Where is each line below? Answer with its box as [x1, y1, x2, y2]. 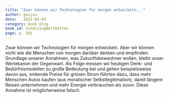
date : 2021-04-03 [5, 17, 46, 22]
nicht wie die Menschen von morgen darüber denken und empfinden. [5, 50, 150, 56]
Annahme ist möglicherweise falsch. [5, 87, 81, 93]
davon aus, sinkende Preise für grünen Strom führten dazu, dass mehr [5, 71, 151, 77]
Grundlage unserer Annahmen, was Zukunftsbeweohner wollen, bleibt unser [5, 55, 164, 61]
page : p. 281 [5, 31, 33, 36]
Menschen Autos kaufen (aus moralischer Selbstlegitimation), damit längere [5, 76, 163, 82]
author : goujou [5, 12, 37, 17]
